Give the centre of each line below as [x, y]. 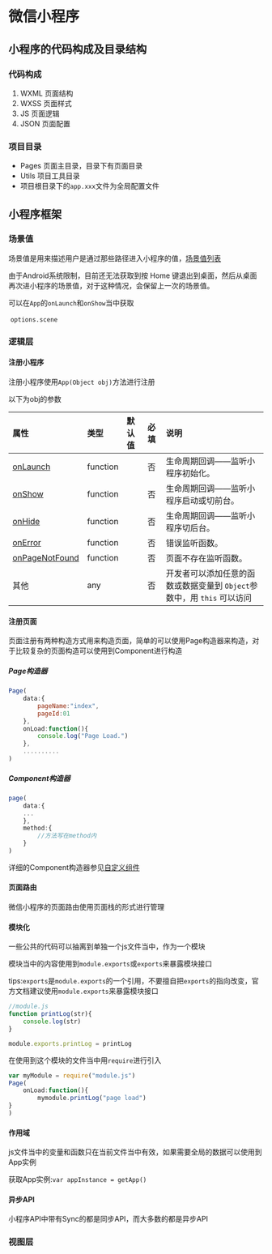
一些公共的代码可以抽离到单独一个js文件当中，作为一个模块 [107, 947]
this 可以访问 [226, 598]
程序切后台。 [190, 527]
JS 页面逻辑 [40, 113]
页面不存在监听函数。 [206, 558]
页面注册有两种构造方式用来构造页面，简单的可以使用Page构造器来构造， [130, 641]
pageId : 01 [54, 714]
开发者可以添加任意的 [206, 574]
